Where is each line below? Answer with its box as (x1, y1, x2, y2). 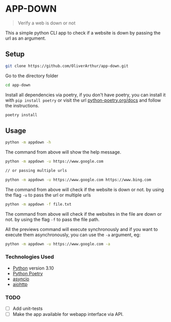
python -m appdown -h (5, 140, 51, 145)
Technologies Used (5, 253, 54, 260)
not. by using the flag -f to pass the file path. (5, 216, 100, 222)
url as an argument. (5, 35, 46, 41)
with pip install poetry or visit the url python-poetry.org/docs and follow (5, 97, 161, 103)
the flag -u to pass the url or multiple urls (5, 192, 91, 198)
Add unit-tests (12, 306, 43, 312)
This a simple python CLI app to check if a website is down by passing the (5, 30, 161, 36)
